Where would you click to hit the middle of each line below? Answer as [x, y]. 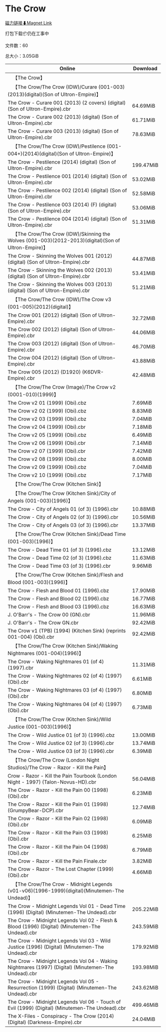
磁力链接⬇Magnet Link [29, 23]
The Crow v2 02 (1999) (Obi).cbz [47, 411]
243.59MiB [145, 926]
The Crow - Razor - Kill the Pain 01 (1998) [58, 804]
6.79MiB [142, 850]
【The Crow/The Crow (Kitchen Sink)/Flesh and [68, 575]
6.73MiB [142, 707]
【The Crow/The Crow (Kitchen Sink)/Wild [62, 719]
